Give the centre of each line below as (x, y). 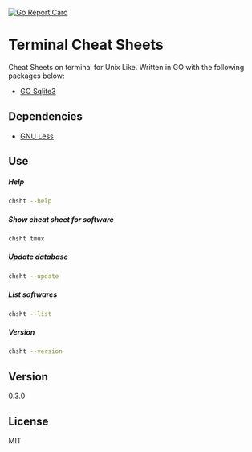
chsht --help (30, 201)
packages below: (37, 76)
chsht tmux (26, 238)
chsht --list (30, 314)
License (28, 421)
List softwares (33, 294)
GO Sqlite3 (38, 91)
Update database (38, 257)
